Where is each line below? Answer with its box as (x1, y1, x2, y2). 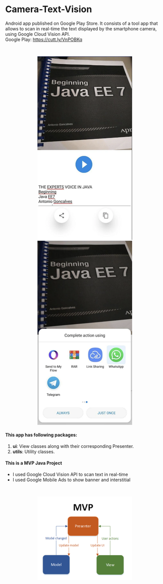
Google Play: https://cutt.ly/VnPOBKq (5, 36, 82, 43)
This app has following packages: (5, 432, 77, 438)
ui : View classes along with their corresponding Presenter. (12, 443, 134, 449)
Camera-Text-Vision (5, 4, 92, 15)
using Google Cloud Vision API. (5, 31, 70, 37)
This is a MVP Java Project (5, 460, 62, 466)
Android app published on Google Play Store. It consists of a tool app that (5, 20, 158, 26)
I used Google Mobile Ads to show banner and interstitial (12, 477, 131, 483)
